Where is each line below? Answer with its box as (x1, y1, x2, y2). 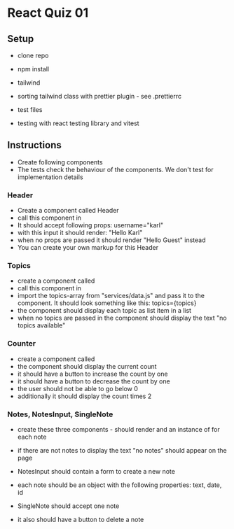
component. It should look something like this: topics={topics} (17, 299, 197, 307)
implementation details (17, 173, 83, 181)
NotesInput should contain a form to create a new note (17, 467, 175, 475)
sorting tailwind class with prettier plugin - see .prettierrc (17, 92, 182, 100)
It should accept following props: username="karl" (17, 221, 163, 230)
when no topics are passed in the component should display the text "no (17, 313, 227, 323)
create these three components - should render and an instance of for (17, 425, 220, 433)
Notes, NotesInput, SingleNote (7, 409, 113, 419)
